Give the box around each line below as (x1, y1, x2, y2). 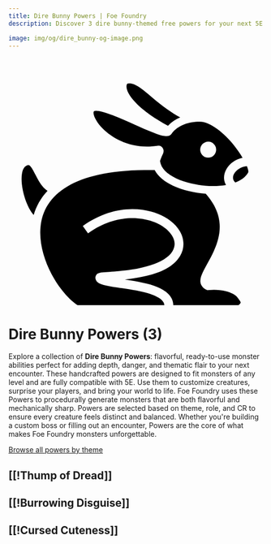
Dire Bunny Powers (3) (8, 325, 163, 343)
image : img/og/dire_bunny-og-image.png (8, 34, 144, 42)
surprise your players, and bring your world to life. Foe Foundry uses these (8, 386, 258, 396)
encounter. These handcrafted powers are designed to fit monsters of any (8, 369, 256, 378)
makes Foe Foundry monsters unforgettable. (8, 430, 157, 439)
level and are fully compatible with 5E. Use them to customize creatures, (8, 378, 251, 387)
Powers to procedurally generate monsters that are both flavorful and (8, 395, 241, 404)
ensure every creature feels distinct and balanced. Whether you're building (8, 412, 260, 422)
